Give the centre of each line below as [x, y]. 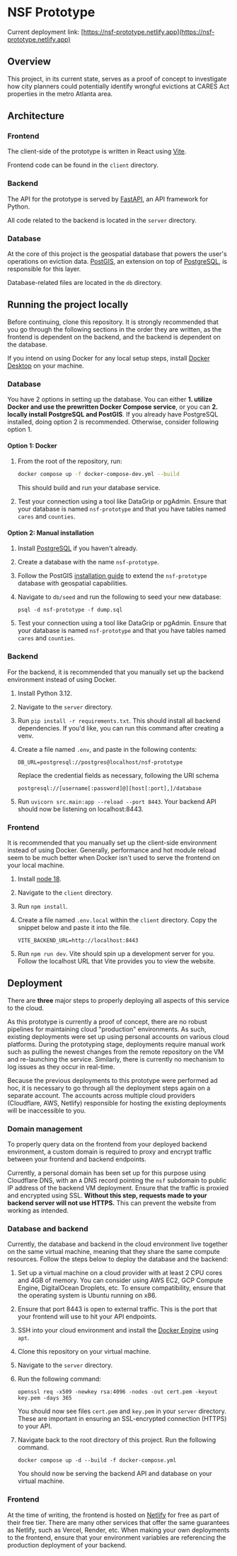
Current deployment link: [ [45, 32]
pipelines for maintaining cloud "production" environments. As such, [107, 1029]
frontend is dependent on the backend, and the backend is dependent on [114, 337]
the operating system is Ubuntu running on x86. [87, 1296]
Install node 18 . [39, 879]
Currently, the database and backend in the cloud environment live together [118, 1244]
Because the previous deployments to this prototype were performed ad [112, 1080]
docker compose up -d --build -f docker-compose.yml [97, 1461]
